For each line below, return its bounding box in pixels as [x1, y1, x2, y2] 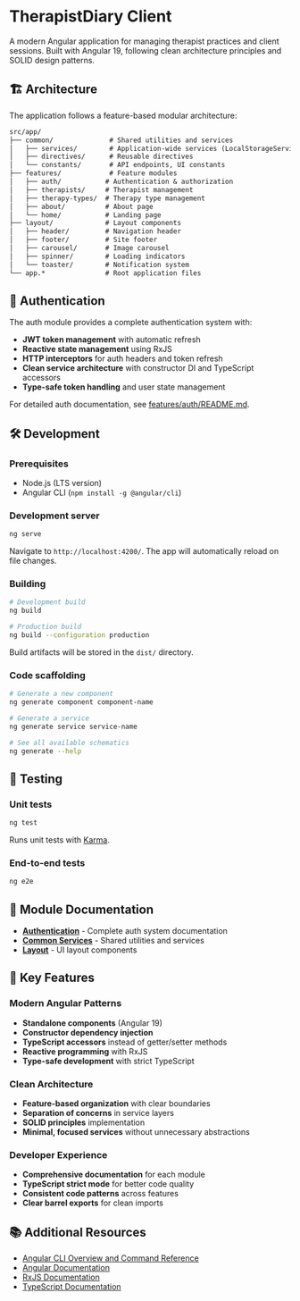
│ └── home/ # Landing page [9, 210, 162, 220]
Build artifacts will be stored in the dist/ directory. [9, 646, 194, 658]
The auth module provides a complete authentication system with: [9, 317, 253, 328]
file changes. [9, 556, 57, 567]
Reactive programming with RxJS [21, 1045, 148, 1056]
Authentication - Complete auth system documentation [21, 926, 228, 936]
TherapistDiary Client [9, 6, 172, 27]
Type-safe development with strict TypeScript [21, 1055, 195, 1066]
